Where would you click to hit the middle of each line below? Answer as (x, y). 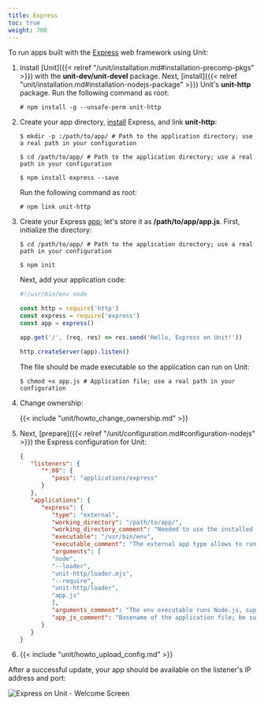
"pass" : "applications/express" (105, 478)
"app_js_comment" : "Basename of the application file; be (149, 617)
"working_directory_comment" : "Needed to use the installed (152, 529)
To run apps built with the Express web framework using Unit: (108, 53)
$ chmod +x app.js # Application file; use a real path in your (127, 381)
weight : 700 (28, 30)
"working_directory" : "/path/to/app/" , (117, 522)
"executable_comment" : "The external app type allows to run (154, 544)
